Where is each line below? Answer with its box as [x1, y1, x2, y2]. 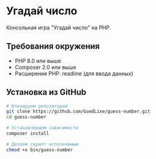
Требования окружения [6, 41, 100, 51]
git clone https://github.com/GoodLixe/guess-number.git [6, 109, 151, 115]
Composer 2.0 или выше [14, 63, 76, 71]
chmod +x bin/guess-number [6, 146, 73, 153]
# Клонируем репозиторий [6, 103, 68, 109]
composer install [6, 130, 49, 137]
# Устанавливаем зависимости [6, 125, 79, 131]
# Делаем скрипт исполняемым [6, 141, 79, 147]
